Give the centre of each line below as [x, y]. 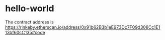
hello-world [30, 9]
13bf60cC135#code [25, 32]
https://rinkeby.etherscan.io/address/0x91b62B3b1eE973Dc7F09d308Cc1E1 [83, 27]
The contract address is [30, 22]
